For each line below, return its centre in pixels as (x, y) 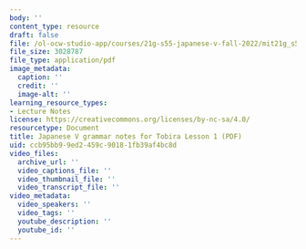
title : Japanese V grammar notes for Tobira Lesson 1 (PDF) (126, 137)
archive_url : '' (48, 162)
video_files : (34, 153)
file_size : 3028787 (46, 52)
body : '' (26, 18)
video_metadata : (40, 196)
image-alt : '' (44, 94)
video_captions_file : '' (65, 171)
